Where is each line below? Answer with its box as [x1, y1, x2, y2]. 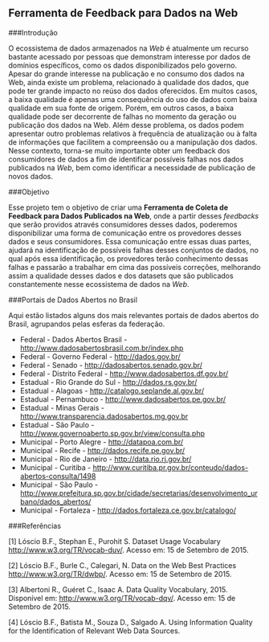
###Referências [8, 521, 62, 530]
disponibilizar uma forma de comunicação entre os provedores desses [8, 228, 243, 238]
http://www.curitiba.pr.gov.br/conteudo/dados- [92, 462, 249, 472]
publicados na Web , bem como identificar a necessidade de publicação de [8, 162, 255, 172]
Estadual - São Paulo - [19, 419, 95, 429]
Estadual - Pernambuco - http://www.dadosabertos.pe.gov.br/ [19, 394, 226, 404]
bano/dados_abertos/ [19, 497, 92, 506]
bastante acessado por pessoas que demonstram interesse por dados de [8, 51, 251, 61]
